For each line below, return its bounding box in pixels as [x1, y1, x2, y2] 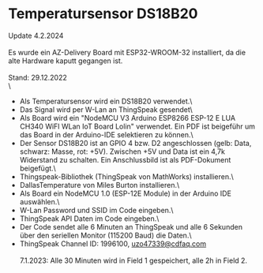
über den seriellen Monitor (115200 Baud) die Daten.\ [19, 230, 192, 240]
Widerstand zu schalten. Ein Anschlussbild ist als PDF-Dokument [19, 155, 231, 164]
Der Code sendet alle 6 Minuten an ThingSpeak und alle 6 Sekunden [19, 222, 243, 231]
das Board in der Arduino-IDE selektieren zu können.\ [19, 129, 193, 139]
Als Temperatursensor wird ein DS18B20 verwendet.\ [19, 96, 193, 106]
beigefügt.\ [19, 163, 57, 173]
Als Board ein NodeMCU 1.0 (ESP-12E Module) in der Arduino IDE [19, 189, 231, 198]
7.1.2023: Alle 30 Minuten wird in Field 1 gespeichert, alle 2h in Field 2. [19, 256, 247, 265]
